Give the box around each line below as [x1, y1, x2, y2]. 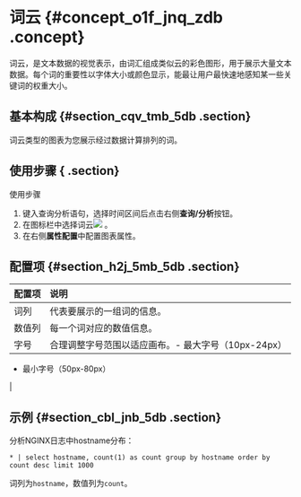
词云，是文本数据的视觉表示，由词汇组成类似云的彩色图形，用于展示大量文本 [9, 57, 292, 68]
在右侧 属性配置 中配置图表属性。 [21, 230, 141, 241]
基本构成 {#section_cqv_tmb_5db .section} [9, 109, 252, 125]
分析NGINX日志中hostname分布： [9, 435, 134, 446]
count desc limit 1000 [9, 461, 94, 470]
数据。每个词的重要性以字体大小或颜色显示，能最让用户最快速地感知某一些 [9, 68, 284, 80]
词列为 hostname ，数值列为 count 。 [9, 478, 133, 489]
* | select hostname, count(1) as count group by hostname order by [9, 453, 271, 462]
